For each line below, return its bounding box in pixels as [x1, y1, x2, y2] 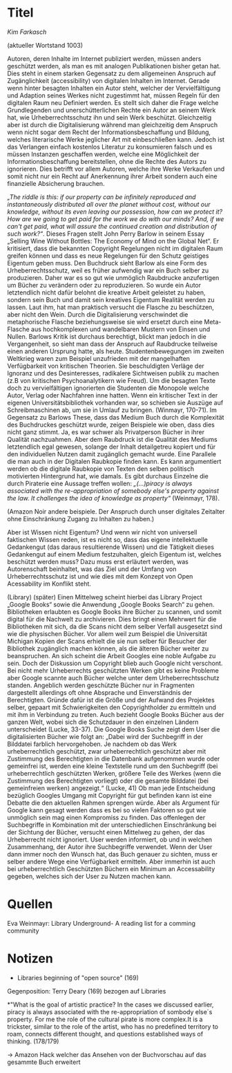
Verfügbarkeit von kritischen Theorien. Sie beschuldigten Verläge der [7, 362, 205, 370]
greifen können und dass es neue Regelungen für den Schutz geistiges [7, 251, 209, 260]
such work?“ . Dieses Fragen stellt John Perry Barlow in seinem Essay [7, 230, 205, 238]
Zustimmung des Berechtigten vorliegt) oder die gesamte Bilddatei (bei [7, 776, 209, 785]
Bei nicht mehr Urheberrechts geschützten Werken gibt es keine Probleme [7, 666, 219, 675]
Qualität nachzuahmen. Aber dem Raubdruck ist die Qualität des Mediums [7, 435, 217, 443]
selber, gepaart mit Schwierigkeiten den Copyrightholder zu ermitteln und [7, 703, 216, 711]
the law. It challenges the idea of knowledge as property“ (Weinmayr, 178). [7, 494, 220, 502]
